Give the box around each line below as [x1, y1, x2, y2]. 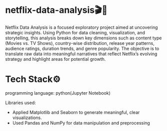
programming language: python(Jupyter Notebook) [5, 90, 111, 96]
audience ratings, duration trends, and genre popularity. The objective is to [5, 45, 159, 51]
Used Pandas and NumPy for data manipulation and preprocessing [12, 120, 150, 126]
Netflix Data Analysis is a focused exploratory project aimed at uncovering [5, 24, 158, 30]
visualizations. [12, 115, 42, 121]
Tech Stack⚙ [5, 74, 61, 85]
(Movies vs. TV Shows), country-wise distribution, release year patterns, [5, 40, 155, 46]
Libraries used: [5, 100, 36, 106]
